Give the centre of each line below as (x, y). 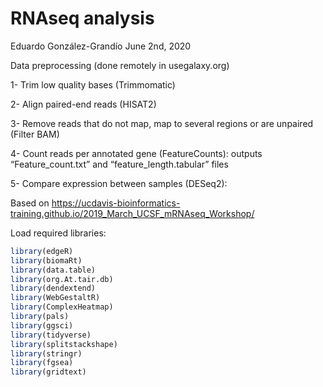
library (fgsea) (42, 363)
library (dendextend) (53, 288)
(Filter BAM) (35, 134)
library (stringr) (46, 353)
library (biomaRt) (46, 260)
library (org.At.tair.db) (62, 279)
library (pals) (40, 317)
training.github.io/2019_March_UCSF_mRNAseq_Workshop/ (132, 213)
